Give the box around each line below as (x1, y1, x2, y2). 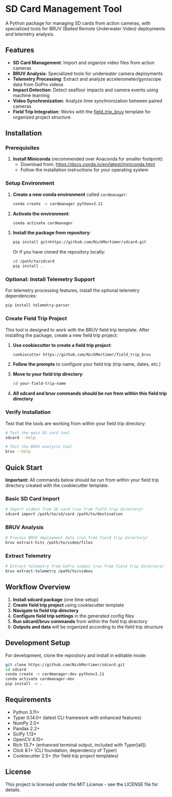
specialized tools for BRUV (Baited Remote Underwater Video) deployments (5, 25, 165, 31)
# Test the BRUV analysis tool (5, 444, 72, 450)
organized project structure (12, 114, 71, 120)
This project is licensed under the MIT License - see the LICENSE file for (5, 781, 158, 787)
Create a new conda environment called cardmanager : (12, 191, 127, 198)
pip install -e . (5, 681, 43, 687)
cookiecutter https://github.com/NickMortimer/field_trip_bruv (12, 352, 151, 357)
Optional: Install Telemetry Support (5, 276, 95, 283)
